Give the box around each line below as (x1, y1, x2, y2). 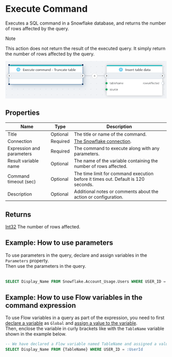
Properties (5, 109, 40, 117)
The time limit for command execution (74, 170, 154, 177)
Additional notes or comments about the (74, 188, 159, 195)
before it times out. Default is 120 (74, 176, 145, 182)
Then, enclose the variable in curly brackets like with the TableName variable (5, 326, 165, 332)
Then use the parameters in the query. (5, 263, 87, 269)
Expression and (7, 145, 40, 152)
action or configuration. (74, 194, 124, 200)
